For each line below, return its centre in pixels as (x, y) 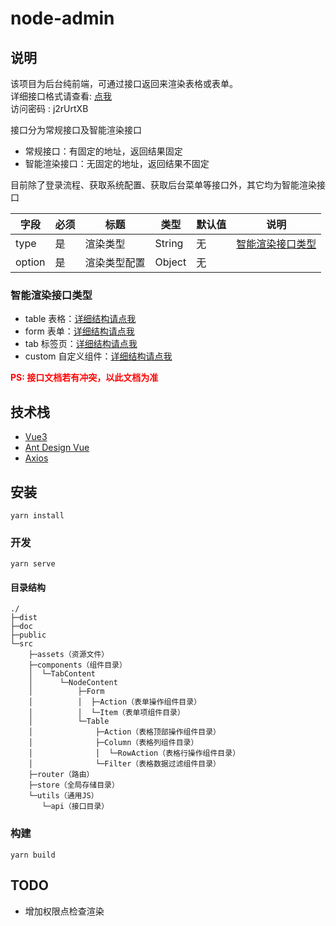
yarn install (37, 515)
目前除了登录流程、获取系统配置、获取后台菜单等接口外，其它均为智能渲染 (163, 185)
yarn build (33, 855)
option (30, 262)
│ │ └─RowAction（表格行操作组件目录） (134, 753)
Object (170, 262)
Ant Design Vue (57, 448)
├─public (28, 635)
